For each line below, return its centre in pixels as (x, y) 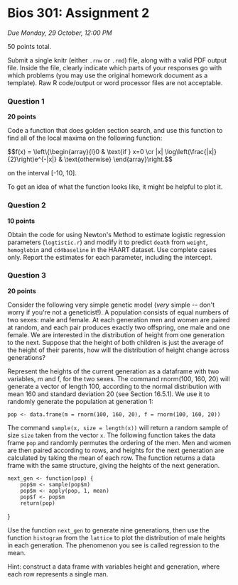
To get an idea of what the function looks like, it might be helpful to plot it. (115, 187)
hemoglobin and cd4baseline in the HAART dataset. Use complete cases (112, 249)
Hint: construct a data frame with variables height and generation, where (114, 567)
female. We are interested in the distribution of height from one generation (116, 334)
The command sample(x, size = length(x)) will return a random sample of (118, 427)
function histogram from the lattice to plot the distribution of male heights (117, 537)
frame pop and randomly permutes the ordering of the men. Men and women (119, 442)
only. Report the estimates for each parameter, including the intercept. (110, 257)
